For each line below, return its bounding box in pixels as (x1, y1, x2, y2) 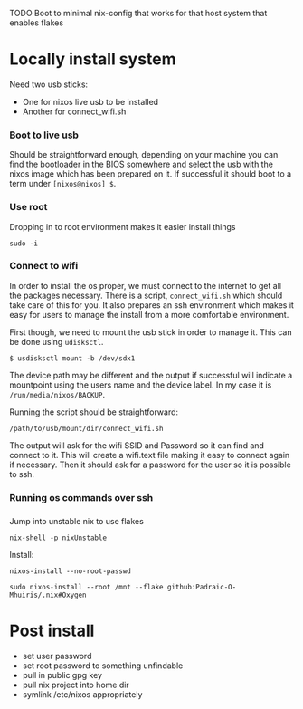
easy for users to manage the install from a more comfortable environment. (9, 309, 289, 320)
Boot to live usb (9, 129, 80, 141)
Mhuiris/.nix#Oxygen (9, 590, 88, 599)
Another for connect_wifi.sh (22, 106, 127, 117)
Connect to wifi (9, 260, 79, 273)
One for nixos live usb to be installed (22, 96, 159, 107)
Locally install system (9, 49, 176, 70)
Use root (9, 201, 48, 214)
